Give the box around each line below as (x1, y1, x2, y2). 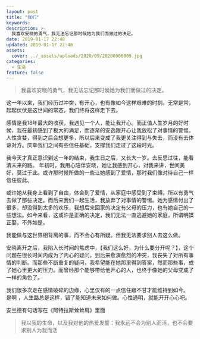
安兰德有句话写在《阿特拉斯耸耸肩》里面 (6, 307, 105, 314)
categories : (6, 58, 36, 64)
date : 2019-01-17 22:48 (6, 36, 65, 42)
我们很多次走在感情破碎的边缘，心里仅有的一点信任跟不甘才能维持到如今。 (6, 287, 189, 294)
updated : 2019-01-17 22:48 (6, 42, 73, 48)
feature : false (6, 70, 44, 76)
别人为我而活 (26, 327, 58, 334)
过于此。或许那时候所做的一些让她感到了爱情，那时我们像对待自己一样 (21, 169, 194, 176)
